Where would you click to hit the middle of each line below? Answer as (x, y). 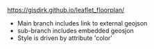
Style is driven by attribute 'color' (65, 38)
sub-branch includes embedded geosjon (75, 31)
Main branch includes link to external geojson (82, 23)
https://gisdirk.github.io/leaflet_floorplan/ (66, 10)
